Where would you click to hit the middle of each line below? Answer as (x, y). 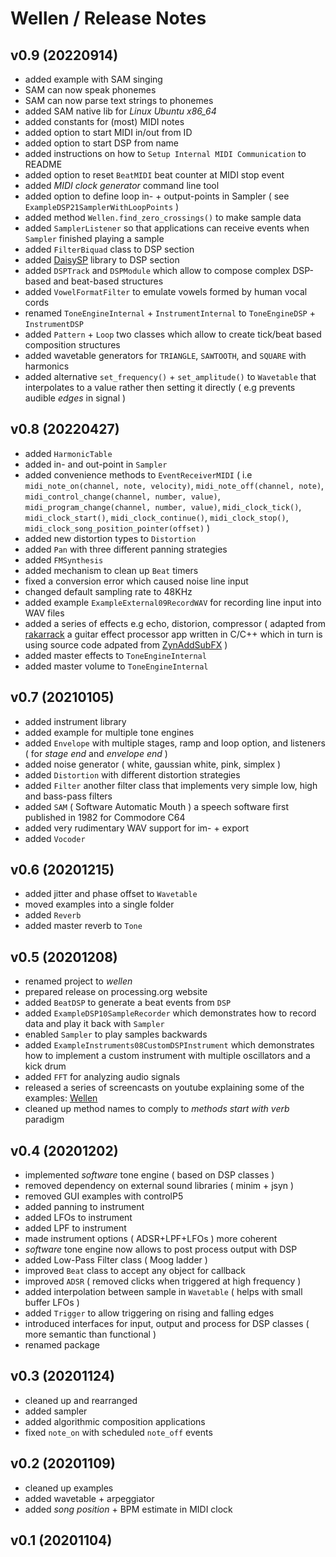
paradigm (44, 1119)
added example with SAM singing (93, 79)
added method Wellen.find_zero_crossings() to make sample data (163, 217)
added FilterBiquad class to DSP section (109, 249)
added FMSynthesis (64, 559)
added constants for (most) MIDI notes (104, 121)
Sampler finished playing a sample (94, 238)
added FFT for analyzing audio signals (102, 1077)
